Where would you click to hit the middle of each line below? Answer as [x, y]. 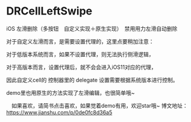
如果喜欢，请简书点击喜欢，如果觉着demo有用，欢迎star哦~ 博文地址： [99, 105]
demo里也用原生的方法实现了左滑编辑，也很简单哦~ [70, 92]
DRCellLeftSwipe [49, 11]
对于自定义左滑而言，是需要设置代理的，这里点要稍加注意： [80, 41]
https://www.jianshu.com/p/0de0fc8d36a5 [59, 112]
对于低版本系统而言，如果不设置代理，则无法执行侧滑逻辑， [80, 54]
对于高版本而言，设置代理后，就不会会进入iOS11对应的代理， [81, 67]
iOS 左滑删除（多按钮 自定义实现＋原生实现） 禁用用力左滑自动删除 [92, 28]
